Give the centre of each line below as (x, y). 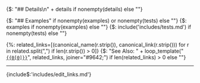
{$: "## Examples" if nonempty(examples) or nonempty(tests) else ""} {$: (96, 20)
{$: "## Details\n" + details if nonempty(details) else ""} (74, 9)
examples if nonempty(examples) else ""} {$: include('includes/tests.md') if (99, 27)
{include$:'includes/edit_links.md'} (49, 74)
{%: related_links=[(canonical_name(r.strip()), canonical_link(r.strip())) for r (98, 45)
